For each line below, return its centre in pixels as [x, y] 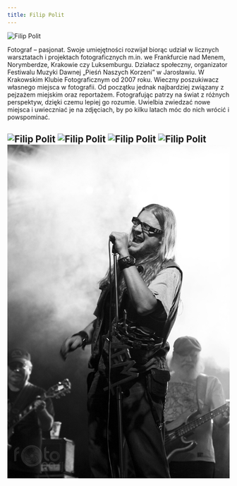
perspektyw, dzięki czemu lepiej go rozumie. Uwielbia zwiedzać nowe [109, 102]
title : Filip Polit [36, 15]
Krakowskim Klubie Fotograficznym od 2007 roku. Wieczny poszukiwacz [113, 79]
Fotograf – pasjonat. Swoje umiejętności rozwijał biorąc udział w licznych [113, 49]
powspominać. [29, 117]
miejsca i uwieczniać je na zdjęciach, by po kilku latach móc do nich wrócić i [119, 109]
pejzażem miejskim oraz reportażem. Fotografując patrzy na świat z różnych [119, 95]
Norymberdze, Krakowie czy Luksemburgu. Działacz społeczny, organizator [117, 64]
